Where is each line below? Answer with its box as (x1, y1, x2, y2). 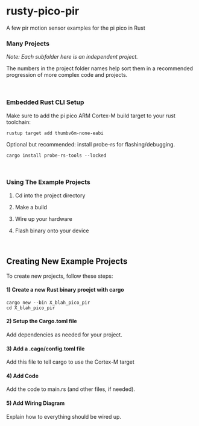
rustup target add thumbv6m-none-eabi (6, 130, 104, 136)
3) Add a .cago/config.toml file (6, 345, 85, 352)
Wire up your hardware (14, 215, 72, 222)
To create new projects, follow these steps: (6, 272, 113, 280)
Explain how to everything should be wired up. (6, 413, 122, 420)
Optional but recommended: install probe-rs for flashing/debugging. (6, 140, 175, 148)
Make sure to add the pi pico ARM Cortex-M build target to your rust (6, 112, 176, 119)
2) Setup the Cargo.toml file (6, 318, 77, 325)
